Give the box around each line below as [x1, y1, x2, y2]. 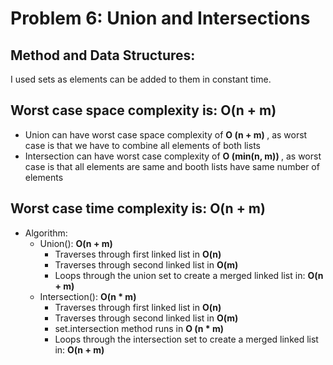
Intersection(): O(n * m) [39, 290, 137, 302]
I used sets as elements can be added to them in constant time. [10, 73, 272, 85]
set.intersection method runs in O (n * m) [54, 322, 225, 334]
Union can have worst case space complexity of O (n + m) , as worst [24, 128, 308, 141]
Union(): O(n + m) [39, 237, 113, 249]
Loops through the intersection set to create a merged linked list [54, 333, 319, 345]
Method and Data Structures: [10, 47, 196, 64]
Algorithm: [24, 227, 68, 239]
